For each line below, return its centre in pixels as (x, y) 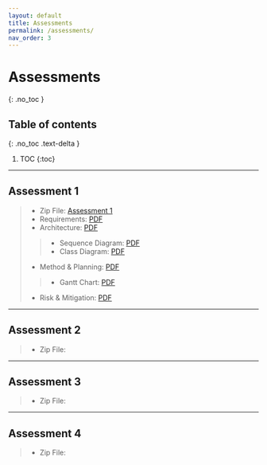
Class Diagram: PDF (92, 251)
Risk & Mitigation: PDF (76, 297)
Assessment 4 (45, 434)
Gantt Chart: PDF (87, 282)
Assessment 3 (44, 382)
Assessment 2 (44, 330)
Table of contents (52, 124)
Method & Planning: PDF (79, 267)
